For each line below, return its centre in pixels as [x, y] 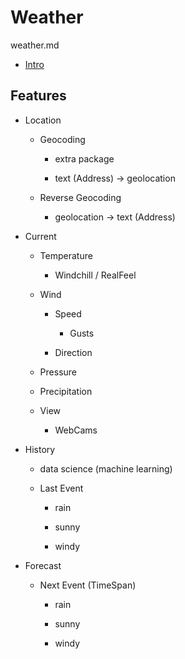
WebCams [76, 430]
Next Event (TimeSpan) [88, 585]
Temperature [66, 255]
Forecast [43, 565]
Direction [73, 352]
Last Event [61, 488]
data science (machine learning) [106, 468]
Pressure [58, 372]
